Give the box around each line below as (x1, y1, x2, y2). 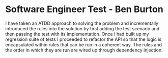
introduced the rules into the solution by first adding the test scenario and (5, 25, 160, 31)
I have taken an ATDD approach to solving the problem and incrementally (5, 20, 159, 26)
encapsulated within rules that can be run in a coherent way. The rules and (5, 41, 162, 47)
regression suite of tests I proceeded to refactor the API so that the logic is (5, 36, 162, 42)
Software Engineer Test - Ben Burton (5, 4, 164, 15)
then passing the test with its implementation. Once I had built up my (5, 31, 149, 37)
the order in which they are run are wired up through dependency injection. (5, 47, 163, 53)
